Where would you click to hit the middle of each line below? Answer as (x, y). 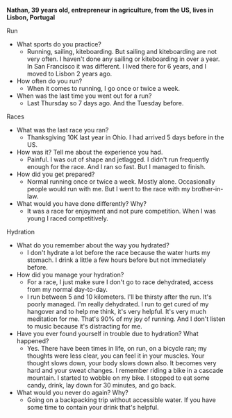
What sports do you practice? (59, 44)
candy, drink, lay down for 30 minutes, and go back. (101, 385)
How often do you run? (49, 81)
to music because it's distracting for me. (85, 326)
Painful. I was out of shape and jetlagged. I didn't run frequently (118, 159)
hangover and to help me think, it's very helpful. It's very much (116, 312)
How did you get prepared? (56, 174)
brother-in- (207, 189)
